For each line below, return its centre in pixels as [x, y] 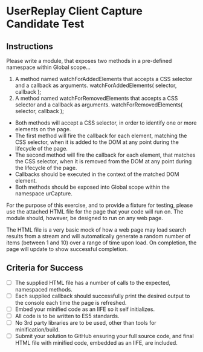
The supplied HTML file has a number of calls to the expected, [93, 282]
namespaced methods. [43, 289]
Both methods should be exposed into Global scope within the [92, 187]
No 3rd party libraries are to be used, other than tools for [86, 323]
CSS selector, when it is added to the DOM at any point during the [97, 142]
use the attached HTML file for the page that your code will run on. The [95, 212]
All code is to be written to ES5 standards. [67, 316]
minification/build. [37, 330]
